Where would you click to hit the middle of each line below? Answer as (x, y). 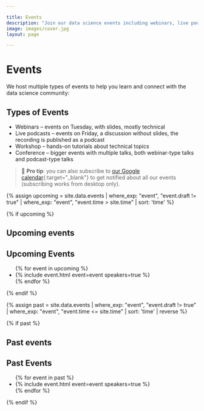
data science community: (38, 93)
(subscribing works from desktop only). (70, 184)
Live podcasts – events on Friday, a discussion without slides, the (97, 133)
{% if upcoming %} (30, 214)
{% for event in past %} (45, 378)
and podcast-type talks (44, 159)
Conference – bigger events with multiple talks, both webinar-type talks (104, 153)
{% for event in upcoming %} (52, 269)
